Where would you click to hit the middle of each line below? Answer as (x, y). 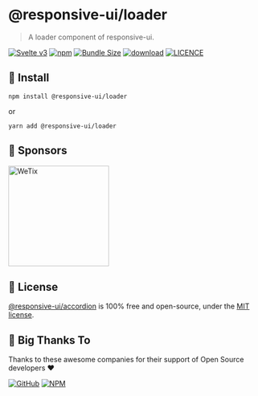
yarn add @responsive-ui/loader (62, 126)
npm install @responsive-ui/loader (68, 96)
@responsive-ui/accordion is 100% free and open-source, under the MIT (129, 306)
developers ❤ (31, 368)
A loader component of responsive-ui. (91, 37)
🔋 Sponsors (38, 151)
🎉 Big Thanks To (49, 340)
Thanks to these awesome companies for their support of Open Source (126, 360)
